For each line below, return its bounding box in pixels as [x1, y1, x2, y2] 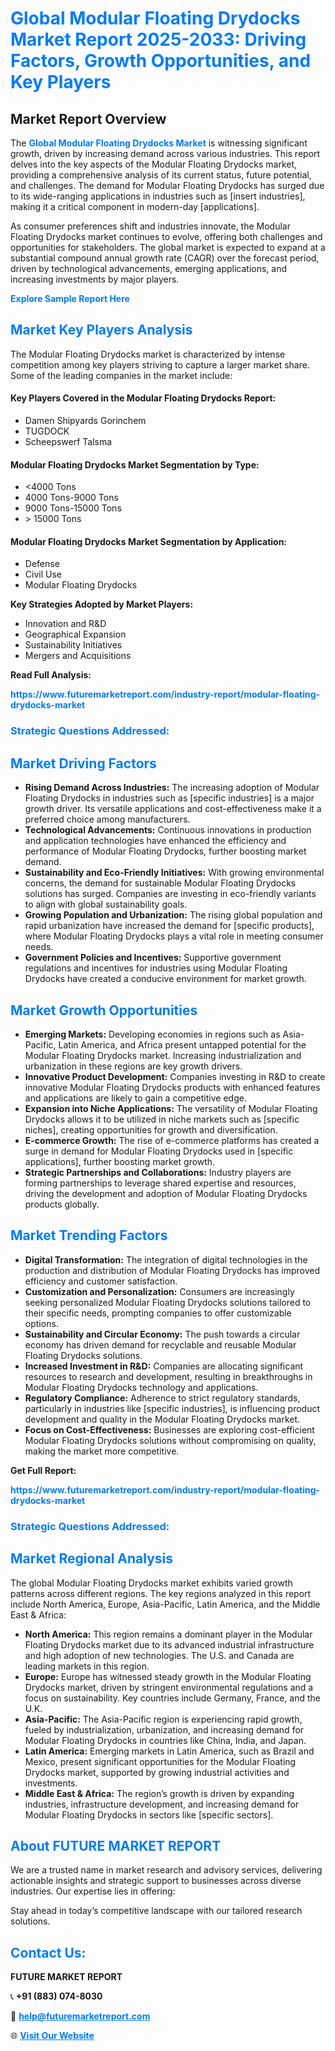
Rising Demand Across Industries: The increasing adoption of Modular [24, 782, 320, 794]
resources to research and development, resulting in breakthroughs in [24, 1370, 313, 1382]
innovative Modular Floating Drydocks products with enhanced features [24, 1081, 321, 1093]
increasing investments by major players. [10, 273, 180, 285]
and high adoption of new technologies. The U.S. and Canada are [24, 1649, 295, 1661]
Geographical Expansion [24, 628, 127, 641]
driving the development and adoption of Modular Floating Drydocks [24, 1187, 308, 1199]
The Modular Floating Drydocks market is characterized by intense [10, 348, 286, 360]
